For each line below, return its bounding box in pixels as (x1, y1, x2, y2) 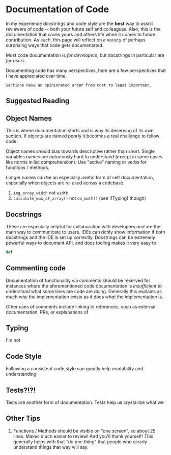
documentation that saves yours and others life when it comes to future (6, 31, 156, 37)
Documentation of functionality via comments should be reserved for (6, 277, 151, 283)
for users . (6, 57, 26, 63)
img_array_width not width (13, 190, 69, 196)
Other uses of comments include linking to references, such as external (6, 303, 156, 309)
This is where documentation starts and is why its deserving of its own (6, 128, 154, 134)
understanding (6, 371, 37, 377)
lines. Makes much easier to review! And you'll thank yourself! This (13, 433, 154, 439)
